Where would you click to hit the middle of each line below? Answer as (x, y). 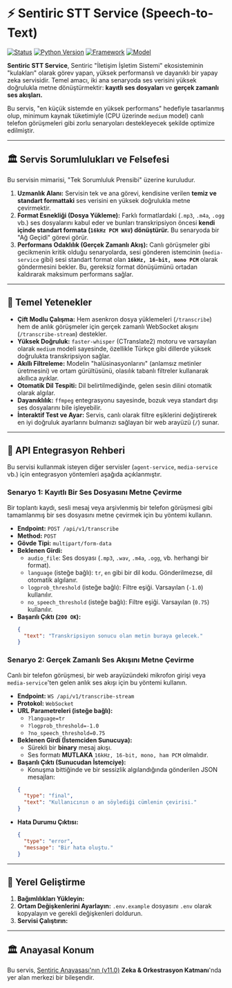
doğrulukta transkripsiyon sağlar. (64, 356)
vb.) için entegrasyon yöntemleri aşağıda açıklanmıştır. (85, 475)
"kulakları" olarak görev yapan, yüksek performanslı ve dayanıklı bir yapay (113, 73)
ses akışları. (25, 95)
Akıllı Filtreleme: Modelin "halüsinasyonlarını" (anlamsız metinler (109, 363)
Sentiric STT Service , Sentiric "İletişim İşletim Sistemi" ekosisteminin (105, 65)
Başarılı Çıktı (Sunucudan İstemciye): (71, 762)
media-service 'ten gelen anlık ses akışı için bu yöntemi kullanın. (97, 682)
